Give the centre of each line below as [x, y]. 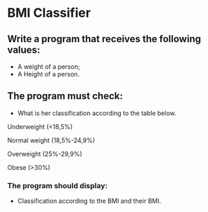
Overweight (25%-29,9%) [45, 154]
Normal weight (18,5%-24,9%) [51, 140]
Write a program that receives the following [104, 39]
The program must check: [65, 96]
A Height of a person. [48, 74]
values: [24, 49]
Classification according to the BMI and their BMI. [89, 201]
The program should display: [57, 185]
